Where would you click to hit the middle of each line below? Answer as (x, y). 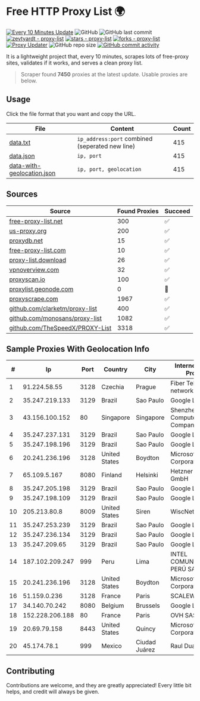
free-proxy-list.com (38, 250)
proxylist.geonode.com (41, 289)
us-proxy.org (28, 230)
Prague (146, 387)
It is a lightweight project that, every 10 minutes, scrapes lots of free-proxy (98, 56)
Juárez (146, 650)
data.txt (20, 142)
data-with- (25, 165)
